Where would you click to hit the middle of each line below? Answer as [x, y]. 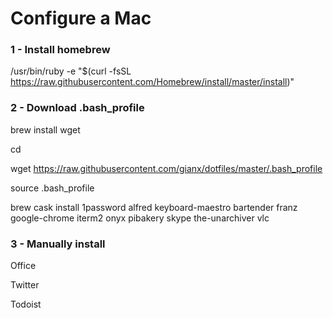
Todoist [26, 304]
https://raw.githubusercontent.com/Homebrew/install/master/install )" [152, 82]
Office [23, 266]
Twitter [25, 285]
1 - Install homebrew [60, 50]
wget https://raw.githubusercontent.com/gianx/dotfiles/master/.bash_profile [166, 168]
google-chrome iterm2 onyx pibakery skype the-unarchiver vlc [140, 218]
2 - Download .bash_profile [77, 108]
